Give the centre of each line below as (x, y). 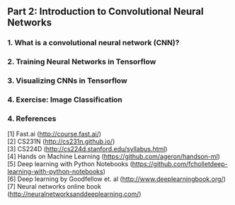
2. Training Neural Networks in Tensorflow (82, 61)
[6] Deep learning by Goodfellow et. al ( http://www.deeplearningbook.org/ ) (117, 179)
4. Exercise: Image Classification (65, 100)
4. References (32, 118)
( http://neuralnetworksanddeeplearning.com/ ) (74, 194)
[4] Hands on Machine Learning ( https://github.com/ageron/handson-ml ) (114, 157)
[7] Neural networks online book (54, 187)
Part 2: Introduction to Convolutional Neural (105, 12)
